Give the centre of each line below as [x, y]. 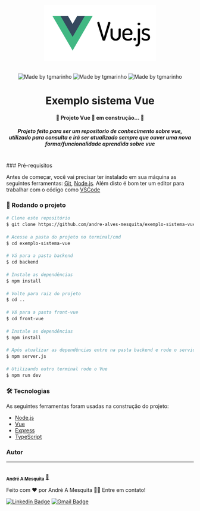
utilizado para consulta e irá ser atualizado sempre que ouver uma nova [100, 138]
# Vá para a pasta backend [40, 256]
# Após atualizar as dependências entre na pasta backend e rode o [92, 350]
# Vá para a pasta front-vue [42, 312]
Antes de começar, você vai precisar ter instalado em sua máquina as [91, 176]
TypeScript [28, 437]
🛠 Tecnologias [28, 391]
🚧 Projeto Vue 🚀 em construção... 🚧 [100, 117]
